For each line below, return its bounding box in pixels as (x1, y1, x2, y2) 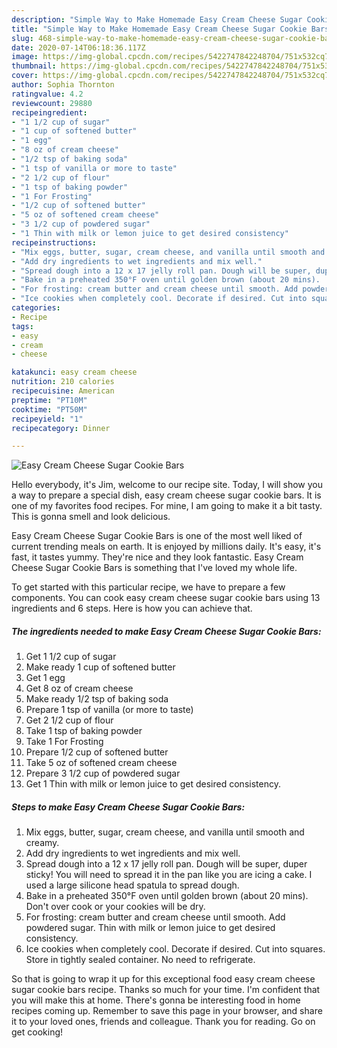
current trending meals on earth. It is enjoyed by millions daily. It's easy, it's (11, 541, 322, 553)
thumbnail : (11, 61, 57, 71)
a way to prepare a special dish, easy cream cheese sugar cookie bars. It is (11, 489, 322, 501)
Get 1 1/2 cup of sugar (25, 651, 117, 663)
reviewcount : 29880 (11, 98, 93, 108)
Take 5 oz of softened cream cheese (25, 757, 178, 769)
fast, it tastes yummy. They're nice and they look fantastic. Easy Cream (11, 551, 304, 563)
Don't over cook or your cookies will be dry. (25, 901, 206, 913)
